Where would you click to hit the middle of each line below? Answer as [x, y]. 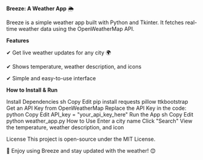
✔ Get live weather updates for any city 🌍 [59, 53]
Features [18, 40]
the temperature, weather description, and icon [65, 127]
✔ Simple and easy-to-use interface [51, 78]
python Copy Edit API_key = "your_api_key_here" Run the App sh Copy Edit [100, 114]
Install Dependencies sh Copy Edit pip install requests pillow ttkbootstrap [97, 102]
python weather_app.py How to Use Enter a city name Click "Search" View [99, 121]
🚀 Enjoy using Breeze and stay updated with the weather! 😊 [81, 151]
